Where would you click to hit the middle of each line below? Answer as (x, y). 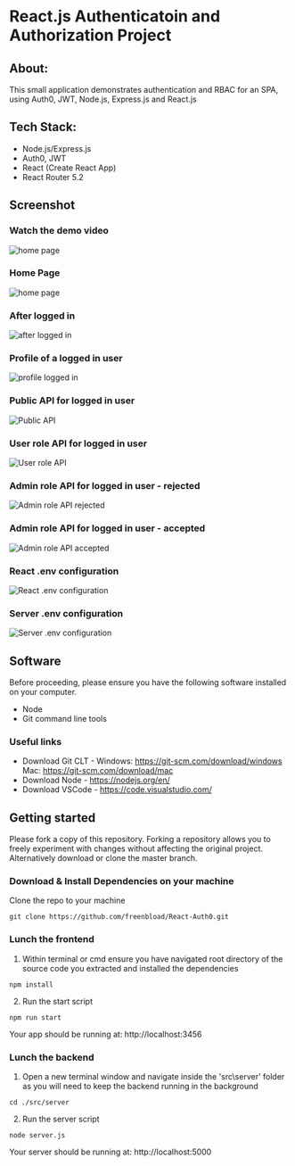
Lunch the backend (52, 1057)
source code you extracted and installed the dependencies (130, 968)
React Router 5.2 (53, 177)
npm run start (36, 1017)
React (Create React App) (69, 168)
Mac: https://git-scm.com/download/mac (98, 771)
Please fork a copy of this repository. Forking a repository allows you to (140, 839)
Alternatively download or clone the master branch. (103, 858)
